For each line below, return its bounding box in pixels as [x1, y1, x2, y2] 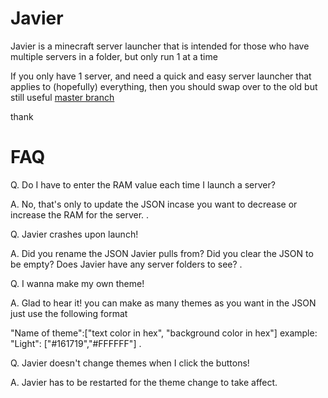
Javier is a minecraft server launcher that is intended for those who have [10, 40, 310, 52]
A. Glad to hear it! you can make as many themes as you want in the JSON [10, 297, 317, 309]
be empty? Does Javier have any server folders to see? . [10, 258, 243, 270]
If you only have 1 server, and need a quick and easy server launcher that [10, 70, 312, 82]
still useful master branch [10, 91, 115, 103]
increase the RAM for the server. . [10, 208, 150, 221]
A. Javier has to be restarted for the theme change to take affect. [10, 376, 278, 388]
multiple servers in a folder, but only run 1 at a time [10, 50, 218, 62]
